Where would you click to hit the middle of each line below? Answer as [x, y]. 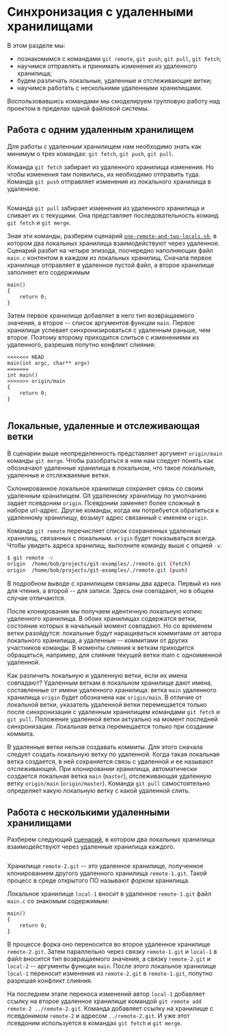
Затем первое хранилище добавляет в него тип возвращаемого [101, 315]
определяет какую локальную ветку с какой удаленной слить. [98, 791]
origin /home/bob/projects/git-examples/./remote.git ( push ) [97, 570]
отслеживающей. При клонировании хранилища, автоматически [102, 769]
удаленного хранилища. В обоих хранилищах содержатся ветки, [102, 619]
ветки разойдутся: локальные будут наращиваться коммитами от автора [114, 633]
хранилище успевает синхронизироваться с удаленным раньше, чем [109, 330]
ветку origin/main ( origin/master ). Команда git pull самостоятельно [109, 783]
